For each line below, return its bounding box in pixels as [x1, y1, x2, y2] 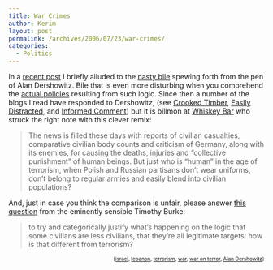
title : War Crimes [8, 11, 71, 20]
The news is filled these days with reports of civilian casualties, [28, 131, 240, 140]
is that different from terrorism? [28, 240, 134, 249]
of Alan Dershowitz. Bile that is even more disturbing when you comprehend [8, 80, 264, 90]
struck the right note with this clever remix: [8, 115, 152, 124]
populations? [28, 182, 72, 191]
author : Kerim [8, 19, 57, 28]
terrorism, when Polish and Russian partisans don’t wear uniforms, [28, 165, 251, 174]
